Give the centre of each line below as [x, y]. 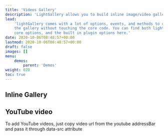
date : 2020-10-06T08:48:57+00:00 [40, 38]
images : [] [16, 51]
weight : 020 [17, 70]
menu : [11, 56]
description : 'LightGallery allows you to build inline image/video [78, 14]
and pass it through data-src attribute [44, 129]
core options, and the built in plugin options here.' [72, 33]
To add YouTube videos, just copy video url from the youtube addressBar [80, 124]
